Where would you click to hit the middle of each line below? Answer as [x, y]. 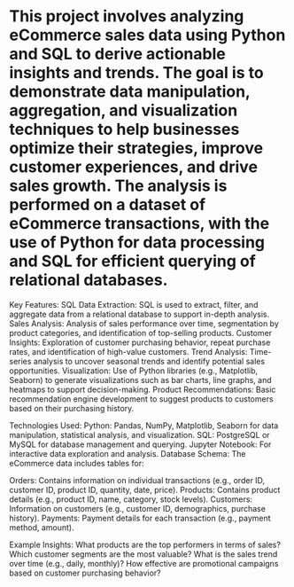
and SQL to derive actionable [117, 54]
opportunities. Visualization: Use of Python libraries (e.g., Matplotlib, [134, 371]
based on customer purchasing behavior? [85, 573]
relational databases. [89, 280]
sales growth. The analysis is [118, 186]
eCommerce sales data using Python [147, 35]
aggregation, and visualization [124, 110]
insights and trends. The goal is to [136, 73]
